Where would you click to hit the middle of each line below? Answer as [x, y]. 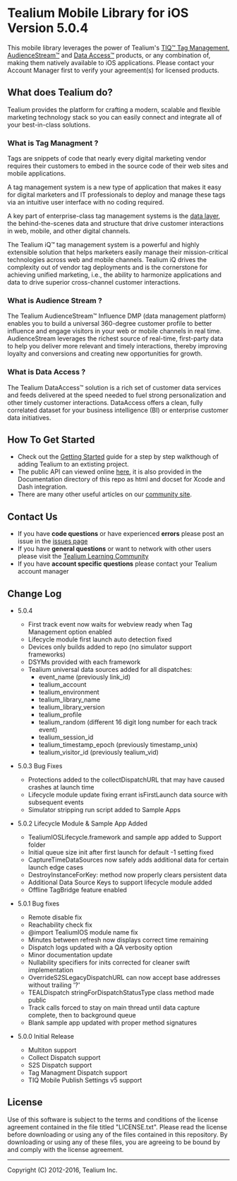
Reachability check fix [60, 925]
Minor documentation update [70, 955]
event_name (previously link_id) [85, 677]
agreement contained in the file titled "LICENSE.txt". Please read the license [117, 1126]
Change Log [35, 594]
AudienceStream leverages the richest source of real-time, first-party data [115, 338]
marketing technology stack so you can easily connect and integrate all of [115, 117]
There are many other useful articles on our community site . [105, 494]
